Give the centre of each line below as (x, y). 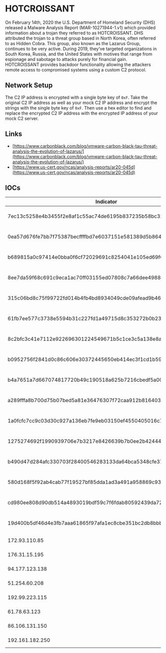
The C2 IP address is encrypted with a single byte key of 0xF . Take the (77, 97)
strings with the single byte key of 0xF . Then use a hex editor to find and (78, 108)
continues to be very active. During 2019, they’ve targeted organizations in (81, 49)
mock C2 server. (22, 118)
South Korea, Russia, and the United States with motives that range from (79, 54)
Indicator (106, 202)
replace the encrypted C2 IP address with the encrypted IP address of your (82, 113)
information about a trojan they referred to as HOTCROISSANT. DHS (74, 33)
